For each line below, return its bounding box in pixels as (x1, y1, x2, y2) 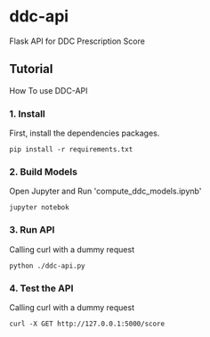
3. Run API (9, 224, 55, 236)
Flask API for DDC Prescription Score (9, 36, 145, 46)
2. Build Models (9, 165, 78, 177)
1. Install (9, 107, 46, 119)
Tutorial (9, 62, 53, 77)
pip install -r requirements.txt (9, 145, 133, 154)
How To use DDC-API (9, 85, 88, 95)
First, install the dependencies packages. (9, 127, 160, 139)
